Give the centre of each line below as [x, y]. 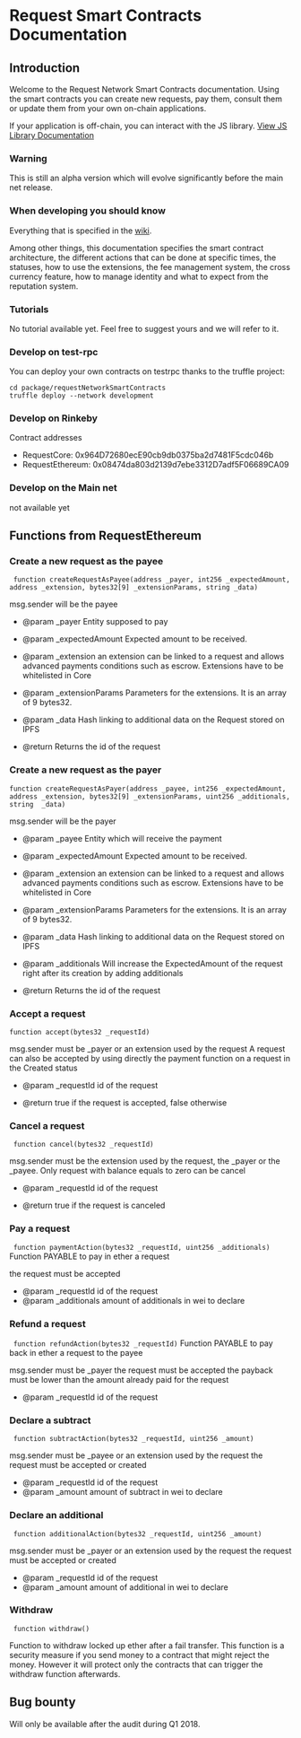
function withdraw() [52, 1629]
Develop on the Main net [64, 488]
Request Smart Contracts [106, 16]
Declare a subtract [50, 1420]
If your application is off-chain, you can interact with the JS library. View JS [148, 126]
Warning [28, 158]
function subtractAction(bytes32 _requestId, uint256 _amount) [133, 1439]
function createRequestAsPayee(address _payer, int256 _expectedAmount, [152, 580]
